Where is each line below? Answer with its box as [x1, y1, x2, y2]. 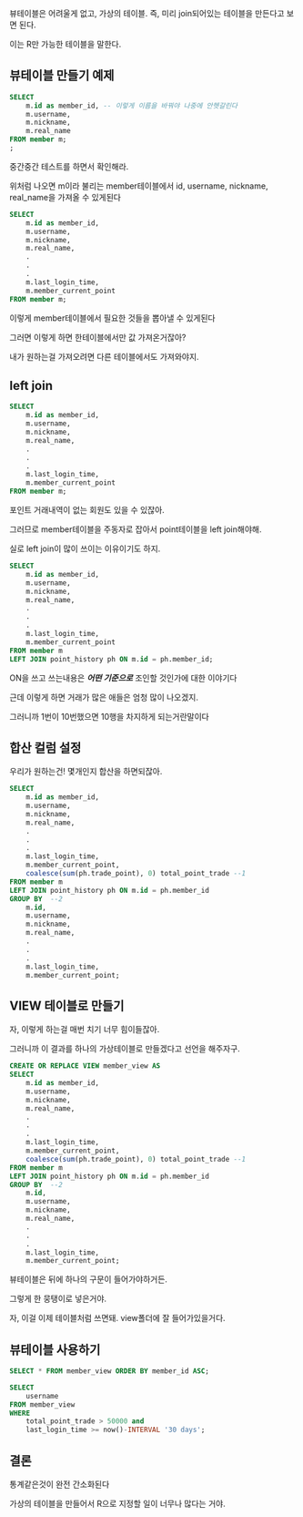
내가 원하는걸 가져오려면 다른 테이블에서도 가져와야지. [9, 351, 199, 362]
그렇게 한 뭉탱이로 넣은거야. [9, 1293, 107, 1305]
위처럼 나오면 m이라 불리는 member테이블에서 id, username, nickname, [9, 180, 268, 191]
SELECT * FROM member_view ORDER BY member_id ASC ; [9, 1367, 209, 1376]
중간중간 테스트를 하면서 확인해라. [9, 160, 129, 171]
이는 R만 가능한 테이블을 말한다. [9, 39, 122, 49]
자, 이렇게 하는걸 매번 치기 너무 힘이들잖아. [9, 1024, 160, 1035]
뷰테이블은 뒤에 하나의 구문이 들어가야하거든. [9, 1274, 168, 1285]
